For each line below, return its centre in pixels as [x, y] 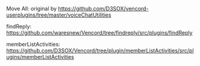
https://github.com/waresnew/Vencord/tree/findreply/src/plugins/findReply [99, 33]
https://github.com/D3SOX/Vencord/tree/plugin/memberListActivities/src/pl [100, 51]
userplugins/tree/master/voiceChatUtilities [59, 15]
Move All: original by [32, 9]
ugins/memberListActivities [40, 57]
